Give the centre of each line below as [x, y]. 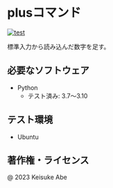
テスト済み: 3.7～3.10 [58, 95]
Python [27, 87]
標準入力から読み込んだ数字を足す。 [59, 46]
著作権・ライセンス [48, 160]
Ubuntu [28, 137]
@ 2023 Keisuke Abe [37, 177]
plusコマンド [44, 13]
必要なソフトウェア [48, 71]
